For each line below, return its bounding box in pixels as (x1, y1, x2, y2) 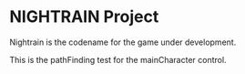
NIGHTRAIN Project (9, 6, 159, 27)
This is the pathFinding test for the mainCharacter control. (9, 54, 227, 65)
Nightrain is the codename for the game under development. (9, 37, 237, 48)
